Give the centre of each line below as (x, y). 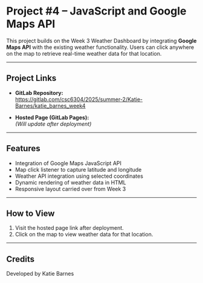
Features (23, 148)
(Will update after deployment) (53, 124)
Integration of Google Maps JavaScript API (68, 163)
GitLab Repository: (39, 93)
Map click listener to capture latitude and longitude (78, 169)
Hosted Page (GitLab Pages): (52, 117)
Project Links (31, 78)
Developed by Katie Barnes (40, 274)
